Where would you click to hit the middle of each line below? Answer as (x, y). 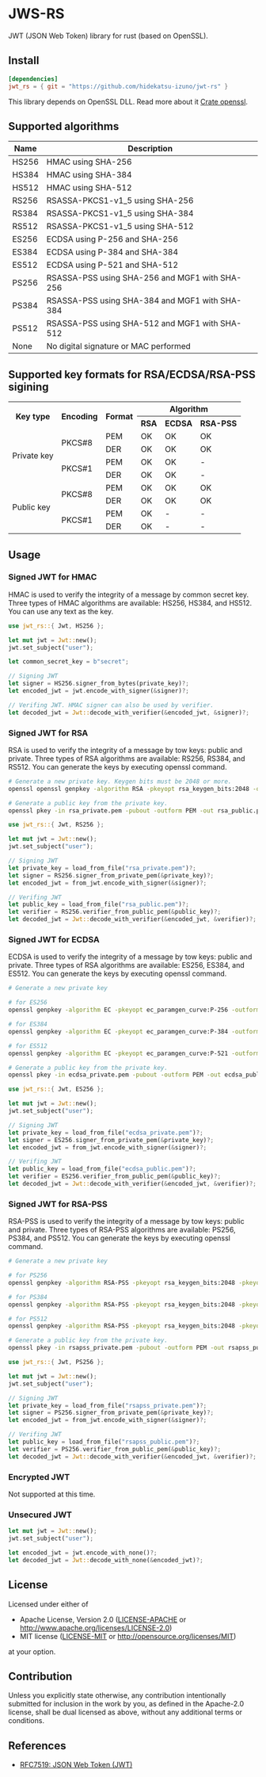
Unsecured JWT (40, 1515)
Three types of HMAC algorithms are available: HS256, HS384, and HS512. (130, 602)
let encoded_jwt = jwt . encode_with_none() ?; (83, 1553)
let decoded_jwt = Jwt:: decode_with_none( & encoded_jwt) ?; (106, 1560)
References (37, 1746)
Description (150, 149)
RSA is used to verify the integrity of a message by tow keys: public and (125, 750)
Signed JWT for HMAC (53, 577)
